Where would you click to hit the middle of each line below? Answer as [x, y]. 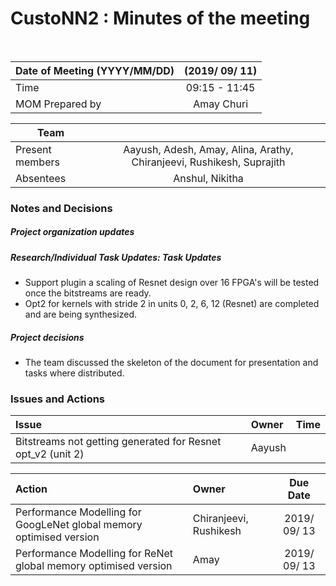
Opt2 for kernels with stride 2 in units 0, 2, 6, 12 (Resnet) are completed [172, 304]
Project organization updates [72, 232]
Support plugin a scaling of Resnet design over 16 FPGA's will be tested [172, 283]
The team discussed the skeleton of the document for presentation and [171, 363]
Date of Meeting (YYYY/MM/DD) [95, 70]
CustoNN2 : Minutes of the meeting [160, 18]
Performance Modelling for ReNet [94, 554]
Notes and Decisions [61, 208]
